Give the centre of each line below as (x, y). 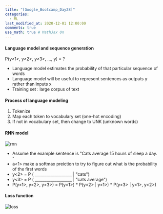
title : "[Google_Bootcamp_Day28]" (40, 10)
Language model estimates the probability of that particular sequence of (85, 69)
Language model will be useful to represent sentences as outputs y (80, 79)
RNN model (17, 133)
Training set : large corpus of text (46, 89)
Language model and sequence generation (50, 48)
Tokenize (21, 111)
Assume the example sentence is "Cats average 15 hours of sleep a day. (85, 153)
